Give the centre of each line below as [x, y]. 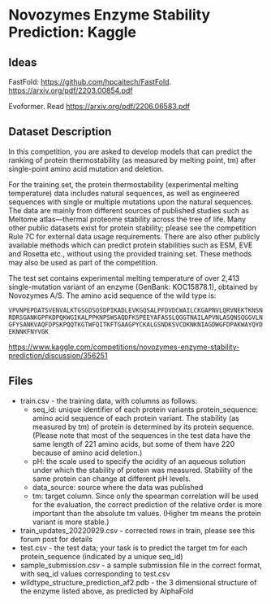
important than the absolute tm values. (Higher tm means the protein [147, 513]
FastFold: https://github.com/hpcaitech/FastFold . [90, 82]
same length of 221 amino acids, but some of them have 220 [133, 444]
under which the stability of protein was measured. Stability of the [142, 470]
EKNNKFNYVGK [28, 331]
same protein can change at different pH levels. [112, 479]
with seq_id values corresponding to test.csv [95, 573]
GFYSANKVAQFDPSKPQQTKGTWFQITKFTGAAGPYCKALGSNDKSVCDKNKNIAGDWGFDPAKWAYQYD [136, 324]
